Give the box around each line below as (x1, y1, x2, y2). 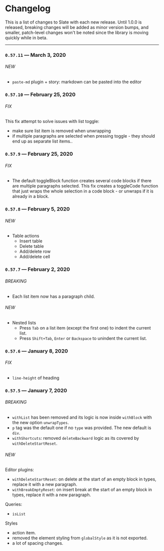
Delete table (19, 243, 44, 249)
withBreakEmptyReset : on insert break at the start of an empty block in (12, 487, 152, 493)
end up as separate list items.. (12, 138, 73, 144)
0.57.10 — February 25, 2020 (5, 91, 76, 98)
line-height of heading (12, 375, 60, 381)
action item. (12, 530, 36, 536)
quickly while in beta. (5, 35, 48, 41)
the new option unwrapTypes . (12, 420, 69, 426)
